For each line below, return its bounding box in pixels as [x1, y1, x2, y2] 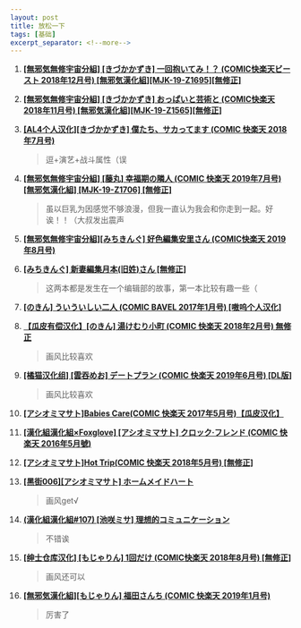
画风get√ [45, 496, 79, 506]
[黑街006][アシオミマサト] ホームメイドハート [22, 476, 194, 488]
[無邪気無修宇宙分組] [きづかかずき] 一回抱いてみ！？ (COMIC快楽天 [22, 64, 276, 74]
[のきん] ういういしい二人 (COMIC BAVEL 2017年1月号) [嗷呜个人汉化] [22, 301, 282, 313]
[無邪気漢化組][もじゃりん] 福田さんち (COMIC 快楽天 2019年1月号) [22, 590, 271, 601]
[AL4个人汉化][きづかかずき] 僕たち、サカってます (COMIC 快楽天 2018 [22, 124, 288, 135]
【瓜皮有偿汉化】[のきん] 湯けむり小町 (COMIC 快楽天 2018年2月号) [22, 321, 274, 332]
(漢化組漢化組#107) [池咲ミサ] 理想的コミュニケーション [22, 514, 230, 525]
